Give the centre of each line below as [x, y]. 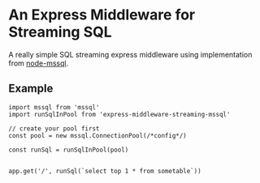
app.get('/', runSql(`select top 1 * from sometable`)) [105, 171]
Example [31, 89]
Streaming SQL [60, 32]
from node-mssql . [39, 63]
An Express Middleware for [102, 15]
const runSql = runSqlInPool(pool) [69, 150]
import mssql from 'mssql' [54, 107]
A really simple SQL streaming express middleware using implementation [130, 54]
